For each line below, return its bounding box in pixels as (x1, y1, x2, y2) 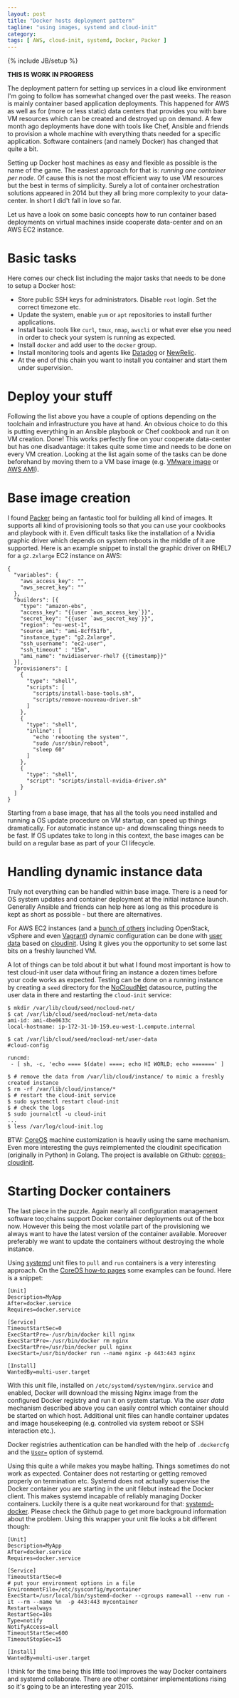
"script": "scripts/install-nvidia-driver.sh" (26, 777, 167, 784)
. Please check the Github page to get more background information (27, 1507, 227, 1516)
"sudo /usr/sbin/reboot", (33, 739, 110, 747)
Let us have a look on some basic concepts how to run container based (7, 210, 217, 219)
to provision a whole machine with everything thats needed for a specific (7, 130, 221, 138)
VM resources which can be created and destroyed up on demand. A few (7, 115, 223, 123)
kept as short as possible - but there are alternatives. (7, 910, 163, 918)
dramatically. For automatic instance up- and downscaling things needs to (7, 823, 225, 832)
